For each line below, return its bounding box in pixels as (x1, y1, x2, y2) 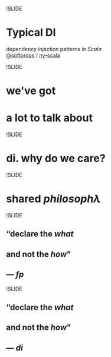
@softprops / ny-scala (6, 52, 60, 59)
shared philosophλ (6, 192, 101, 206)
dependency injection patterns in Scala (6, 45, 102, 52)
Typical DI (6, 26, 56, 39)
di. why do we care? (6, 151, 106, 165)
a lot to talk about (6, 111, 93, 125)
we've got (6, 84, 56, 97)
